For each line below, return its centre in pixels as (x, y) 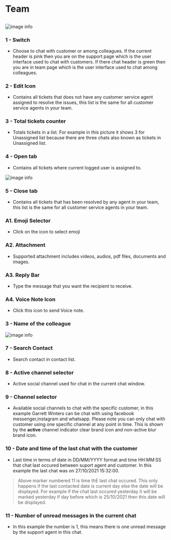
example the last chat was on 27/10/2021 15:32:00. (66, 470)
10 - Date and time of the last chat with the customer (71, 448)
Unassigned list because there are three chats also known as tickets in (87, 138)
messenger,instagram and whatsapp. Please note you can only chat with (89, 419)
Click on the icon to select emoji (46, 232)
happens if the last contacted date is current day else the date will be (90, 486)
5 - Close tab (21, 191)
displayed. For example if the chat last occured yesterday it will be (87, 491)
